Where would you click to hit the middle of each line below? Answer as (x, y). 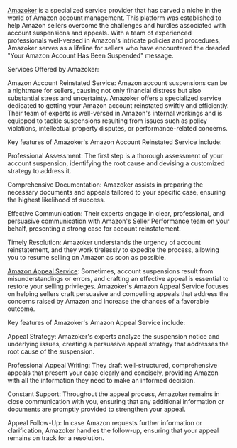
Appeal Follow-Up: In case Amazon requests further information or (105, 423)
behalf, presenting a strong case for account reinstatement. (94, 229)
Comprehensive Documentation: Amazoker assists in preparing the (105, 185)
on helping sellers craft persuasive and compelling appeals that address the (118, 294)
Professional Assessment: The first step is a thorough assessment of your (115, 156)
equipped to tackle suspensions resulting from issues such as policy (107, 121)
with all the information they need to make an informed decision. (101, 380)
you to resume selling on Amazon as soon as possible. (87, 257)
